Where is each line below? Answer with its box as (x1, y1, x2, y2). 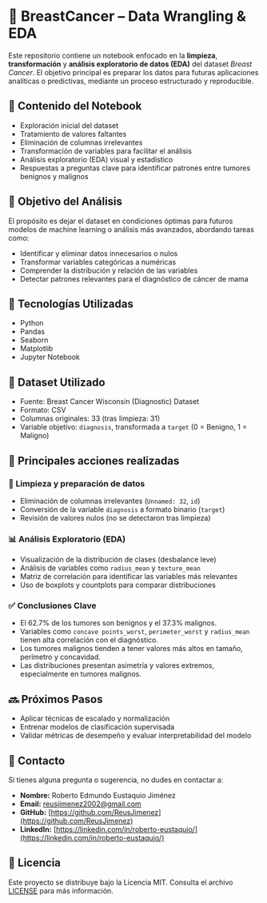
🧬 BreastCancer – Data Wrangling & (8, 7, 246, 26)
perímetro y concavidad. (19, 652, 102, 662)
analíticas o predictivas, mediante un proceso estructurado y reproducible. (8, 76, 254, 86)
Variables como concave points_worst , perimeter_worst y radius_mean (19, 627, 250, 637)
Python (19, 318, 44, 328)
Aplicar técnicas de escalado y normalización (19, 713, 170, 723)
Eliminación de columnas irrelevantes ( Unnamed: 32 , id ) (19, 496, 201, 505)
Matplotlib (19, 344, 54, 354)
